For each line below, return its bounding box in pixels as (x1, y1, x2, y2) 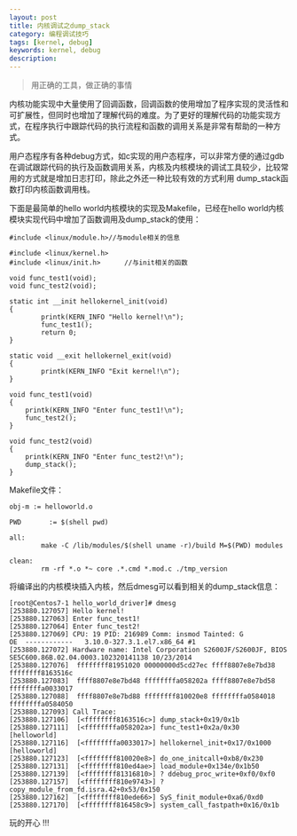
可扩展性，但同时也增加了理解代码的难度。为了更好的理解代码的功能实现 (9, 110, 273, 120)
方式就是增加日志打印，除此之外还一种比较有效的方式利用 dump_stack (24, 173, 281, 183)
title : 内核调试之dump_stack (9, 21, 111, 30)
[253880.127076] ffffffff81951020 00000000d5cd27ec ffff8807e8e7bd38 (9, 661, 276, 670)
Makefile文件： (9, 485, 65, 495)
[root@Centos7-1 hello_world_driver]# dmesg (9, 599, 176, 608)
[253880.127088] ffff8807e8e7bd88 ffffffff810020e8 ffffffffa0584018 (9, 692, 276, 701)
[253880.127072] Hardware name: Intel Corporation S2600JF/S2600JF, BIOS (9, 645, 288, 654)
